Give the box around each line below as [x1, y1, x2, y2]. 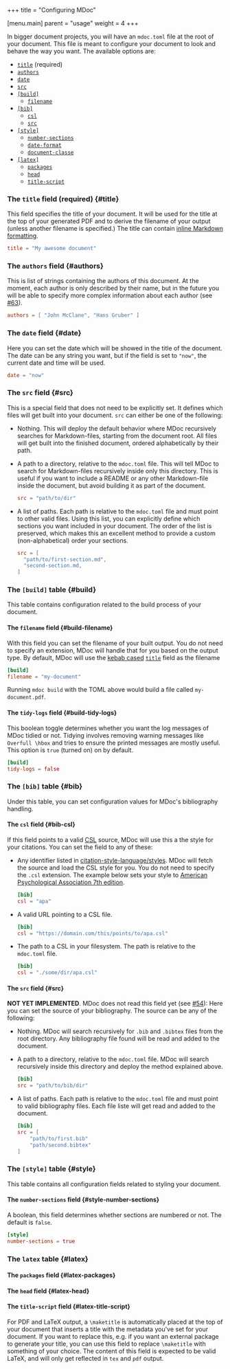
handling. [7, 804, 34, 813]
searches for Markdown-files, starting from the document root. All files [16, 431, 218, 440]
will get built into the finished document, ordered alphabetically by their [16, 439, 219, 447]
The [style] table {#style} [7, 1164, 96, 1174]
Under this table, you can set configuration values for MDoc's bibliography [7, 797, 218, 806]
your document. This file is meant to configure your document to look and [7, 40, 216, 47]
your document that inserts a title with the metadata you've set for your [7, 1325, 209, 1333]
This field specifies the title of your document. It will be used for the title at [7, 210, 218, 218]
